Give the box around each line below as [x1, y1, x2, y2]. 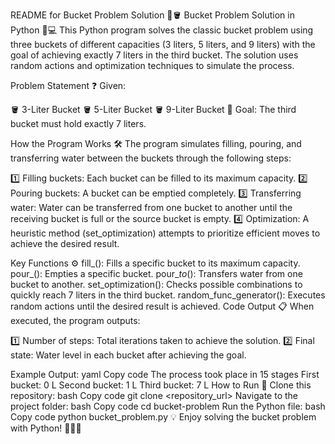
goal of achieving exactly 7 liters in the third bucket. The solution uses [10, 49, 299, 61]
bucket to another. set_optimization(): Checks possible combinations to [10, 279, 303, 290]
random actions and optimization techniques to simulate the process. [10, 60, 295, 71]
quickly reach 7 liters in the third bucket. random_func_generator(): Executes [10, 289, 326, 301]
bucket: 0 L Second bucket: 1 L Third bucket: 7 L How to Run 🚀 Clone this [10, 379, 312, 391]
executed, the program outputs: [10, 315, 141, 326]
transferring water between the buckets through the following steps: [10, 152, 292, 164]
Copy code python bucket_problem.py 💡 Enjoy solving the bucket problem [10, 411, 317, 423]
